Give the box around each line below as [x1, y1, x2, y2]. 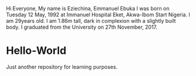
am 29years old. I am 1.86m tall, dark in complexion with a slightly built [6, 18, 176, 24]
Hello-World [6, 44, 67, 57]
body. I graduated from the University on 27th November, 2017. [6, 23, 158, 30]
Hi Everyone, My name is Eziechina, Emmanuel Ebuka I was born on [6, 5, 170, 12]
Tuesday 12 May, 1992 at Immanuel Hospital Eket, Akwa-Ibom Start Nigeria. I [6, 11, 190, 18]
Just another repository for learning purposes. [6, 63, 118, 70]
